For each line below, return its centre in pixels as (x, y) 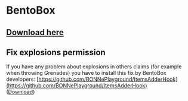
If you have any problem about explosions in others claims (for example (94, 67)
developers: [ (22, 79)
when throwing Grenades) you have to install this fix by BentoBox (86, 73)
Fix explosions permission (56, 52)
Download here (35, 32)
